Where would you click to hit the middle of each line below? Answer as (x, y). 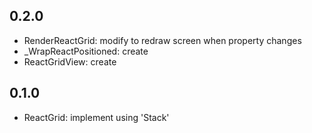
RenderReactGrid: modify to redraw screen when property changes (162, 40)
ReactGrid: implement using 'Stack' (96, 117)
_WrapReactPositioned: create (86, 51)
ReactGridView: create (70, 61)
